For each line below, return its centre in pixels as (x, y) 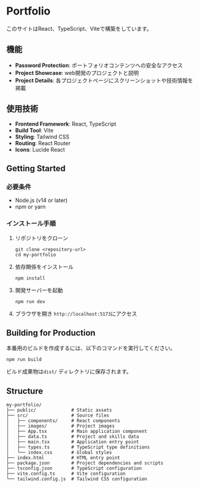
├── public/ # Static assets (59, 410)
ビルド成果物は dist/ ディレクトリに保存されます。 (69, 372)
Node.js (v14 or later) (41, 200)
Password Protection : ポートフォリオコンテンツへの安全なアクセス (99, 65)
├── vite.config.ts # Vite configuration (66, 474)
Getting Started (36, 168)
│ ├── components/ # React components (63, 421)
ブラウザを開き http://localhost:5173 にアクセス (76, 313)
